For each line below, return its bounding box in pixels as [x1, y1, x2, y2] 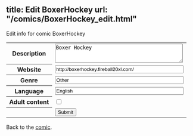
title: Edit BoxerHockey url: [6, 5, 108, 15]
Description [12, 50, 46, 58]
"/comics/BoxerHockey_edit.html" [6, 14, 137, 24]
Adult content [9, 98, 49, 106]
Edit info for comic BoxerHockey [6, 30, 86, 37]
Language [14, 87, 43, 95]
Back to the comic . [6, 123, 52, 131]
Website [17, 66, 42, 74]
